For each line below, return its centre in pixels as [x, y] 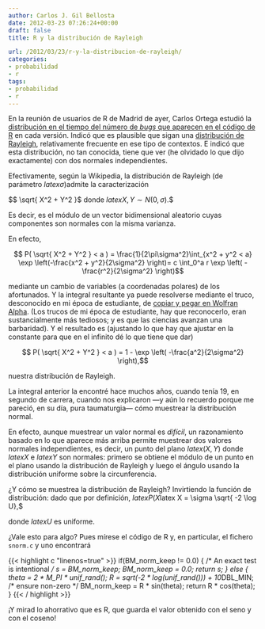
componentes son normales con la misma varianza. [92, 223]
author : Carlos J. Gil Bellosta [61, 15]
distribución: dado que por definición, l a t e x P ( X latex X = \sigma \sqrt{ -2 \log [132, 498]
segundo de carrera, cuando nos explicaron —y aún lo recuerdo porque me [131, 400]
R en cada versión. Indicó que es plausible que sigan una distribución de [126, 135]
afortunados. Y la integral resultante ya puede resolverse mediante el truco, [131, 295]
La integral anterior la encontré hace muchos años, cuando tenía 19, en [124, 391]
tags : [17, 81]
